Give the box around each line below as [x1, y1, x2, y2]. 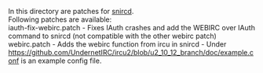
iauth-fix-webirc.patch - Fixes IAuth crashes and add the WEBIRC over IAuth [8, 23, 255, 32]
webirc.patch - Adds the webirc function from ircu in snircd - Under [8, 40, 227, 49]
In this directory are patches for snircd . [8, 7, 134, 16]
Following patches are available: [8, 15, 112, 24]
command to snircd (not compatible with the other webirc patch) [8, 31, 217, 40]
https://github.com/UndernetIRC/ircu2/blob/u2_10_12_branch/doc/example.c [8, 48, 254, 57]
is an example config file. [20, 56, 102, 65]
